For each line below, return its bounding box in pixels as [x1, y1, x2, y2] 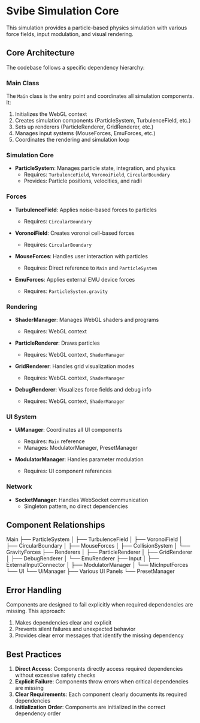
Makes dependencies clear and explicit [14, 619, 112, 626]
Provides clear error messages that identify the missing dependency [14, 632, 184, 639]
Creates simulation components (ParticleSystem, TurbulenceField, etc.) [14, 117, 191, 124]
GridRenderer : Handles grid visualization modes [14, 362, 135, 370]
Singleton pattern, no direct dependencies [23, 503, 128, 510]
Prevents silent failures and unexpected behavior [14, 626, 136, 633]
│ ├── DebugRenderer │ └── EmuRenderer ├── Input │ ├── [6, 555, 159, 562]
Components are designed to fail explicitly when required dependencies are [6, 601, 193, 608]
